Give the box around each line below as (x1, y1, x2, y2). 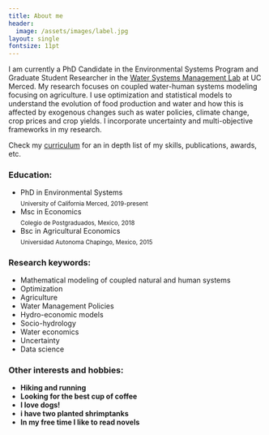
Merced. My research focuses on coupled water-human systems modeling (8, 82, 258, 92)
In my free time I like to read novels (19, 417, 140, 427)
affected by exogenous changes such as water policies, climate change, (8, 107, 250, 118)
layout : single (8, 34, 60, 43)
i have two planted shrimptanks (19, 409, 129, 419)
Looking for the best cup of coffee (19, 391, 138, 402)
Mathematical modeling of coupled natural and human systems (19, 275, 231, 285)
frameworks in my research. (8, 125, 103, 135)
